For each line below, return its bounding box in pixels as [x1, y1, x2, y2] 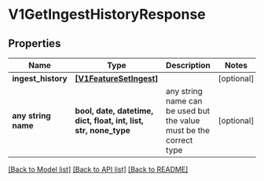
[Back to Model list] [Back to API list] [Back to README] [8, 165, 189, 174]
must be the [166, 125, 210, 136]
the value [166, 115, 200, 126]
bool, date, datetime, [75, 106, 154, 116]
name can [166, 96, 203, 107]
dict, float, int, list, [75, 115, 144, 126]
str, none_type [75, 125, 131, 136]
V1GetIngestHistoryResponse [8, 5, 206, 24]
